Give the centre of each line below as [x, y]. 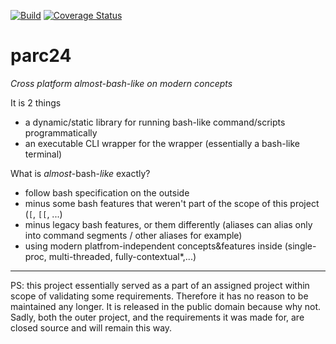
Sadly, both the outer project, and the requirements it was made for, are [157, 317]
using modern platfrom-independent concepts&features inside [153, 246]
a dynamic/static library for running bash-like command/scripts [155, 122]
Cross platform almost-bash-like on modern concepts [121, 83]
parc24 [41, 56]
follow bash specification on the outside [107, 192]
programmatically [61, 132]
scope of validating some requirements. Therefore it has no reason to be [159, 296]
